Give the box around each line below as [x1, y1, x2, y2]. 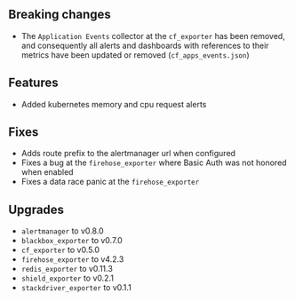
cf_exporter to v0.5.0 [20, 244, 100, 256]
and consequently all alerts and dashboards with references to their [20, 40, 269, 51]
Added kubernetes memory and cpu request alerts [20, 99, 207, 109]
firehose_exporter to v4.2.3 [20, 254, 124, 265]
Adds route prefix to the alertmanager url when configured [20, 148, 236, 159]
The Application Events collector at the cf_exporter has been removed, [20, 30, 285, 41]
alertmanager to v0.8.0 [20, 226, 104, 236]
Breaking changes [8, 7, 112, 22]
